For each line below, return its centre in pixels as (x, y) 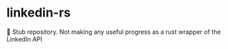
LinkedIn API (25, 39)
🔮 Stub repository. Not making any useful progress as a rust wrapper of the (114, 32)
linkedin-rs (38, 13)
